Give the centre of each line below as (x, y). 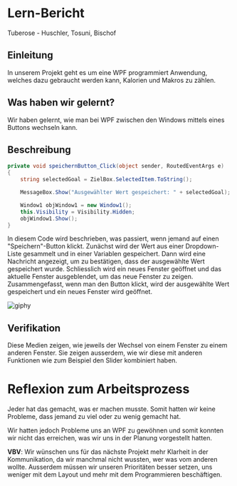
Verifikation (34, 328)
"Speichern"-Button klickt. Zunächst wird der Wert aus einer (96, 246)
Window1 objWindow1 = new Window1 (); (76, 205)
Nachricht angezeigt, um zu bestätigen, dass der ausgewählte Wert (106, 261)
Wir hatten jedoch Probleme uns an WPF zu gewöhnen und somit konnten (116, 430)
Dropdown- (202, 246)
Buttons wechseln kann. (43, 127)
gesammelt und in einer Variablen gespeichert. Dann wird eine (115, 254)
